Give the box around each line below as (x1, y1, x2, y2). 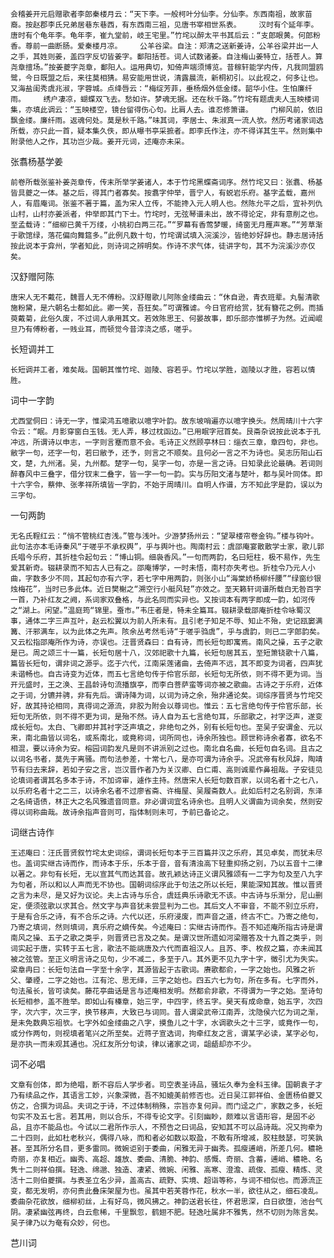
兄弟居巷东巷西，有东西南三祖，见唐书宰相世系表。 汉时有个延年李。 (62, 20, 319, 30)
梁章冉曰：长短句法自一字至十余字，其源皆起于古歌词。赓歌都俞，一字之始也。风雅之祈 (10, 965, 316, 975)
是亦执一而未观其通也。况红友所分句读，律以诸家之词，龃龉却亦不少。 (10, 1039, 257, 1049)
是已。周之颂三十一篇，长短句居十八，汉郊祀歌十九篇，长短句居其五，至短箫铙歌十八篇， (10, 648, 323, 658)
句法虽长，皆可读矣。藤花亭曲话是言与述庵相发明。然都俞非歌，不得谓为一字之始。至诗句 (10, 986, 323, 996)
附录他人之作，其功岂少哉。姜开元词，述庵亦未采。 (10, 137, 190, 147)
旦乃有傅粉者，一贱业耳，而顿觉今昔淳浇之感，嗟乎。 (10, 324, 197, 334)
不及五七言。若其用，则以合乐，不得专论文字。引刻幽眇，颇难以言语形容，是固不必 (24, 1112, 316, 1122)
